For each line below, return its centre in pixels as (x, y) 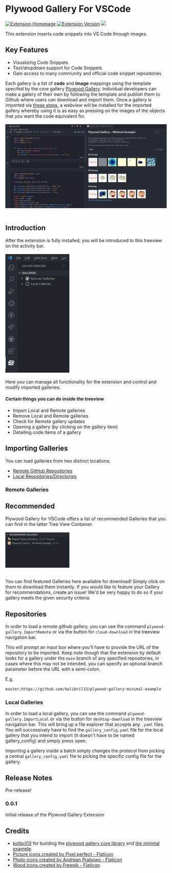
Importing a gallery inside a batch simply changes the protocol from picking (85, 751)
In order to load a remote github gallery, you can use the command (76, 626)
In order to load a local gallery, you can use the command (66, 714)
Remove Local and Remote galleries (50, 416)
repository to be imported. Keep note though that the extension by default (83, 653)
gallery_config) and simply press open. (46, 741)
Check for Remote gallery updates (49, 421)
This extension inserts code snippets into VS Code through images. (76, 33)
